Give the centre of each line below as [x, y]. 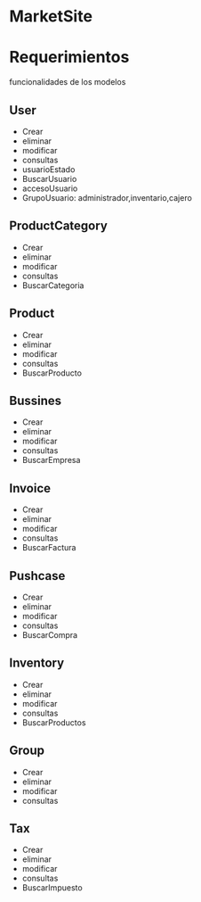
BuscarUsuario [49, 178]
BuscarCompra [50, 635]
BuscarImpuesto [52, 888]
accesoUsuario [50, 188]
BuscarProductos [54, 722]
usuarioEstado [48, 169]
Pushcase [37, 576]
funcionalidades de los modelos [68, 82]
